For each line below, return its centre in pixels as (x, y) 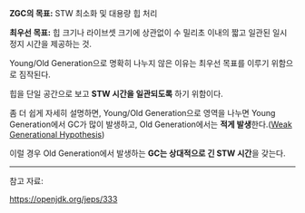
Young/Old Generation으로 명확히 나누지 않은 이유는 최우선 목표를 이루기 (139, 63)
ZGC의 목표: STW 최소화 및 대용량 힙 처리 (84, 13)
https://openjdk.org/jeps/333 (64, 199)
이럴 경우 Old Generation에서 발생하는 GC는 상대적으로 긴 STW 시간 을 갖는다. (148, 153)
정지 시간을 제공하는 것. (51, 44)
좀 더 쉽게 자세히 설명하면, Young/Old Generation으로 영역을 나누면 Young (143, 113)
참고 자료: (26, 181)
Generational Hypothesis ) (57, 135)
